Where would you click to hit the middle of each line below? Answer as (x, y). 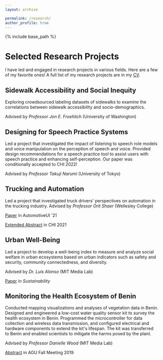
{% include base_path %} (31, 36)
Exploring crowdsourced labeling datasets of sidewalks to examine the (76, 102)
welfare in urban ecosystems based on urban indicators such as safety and (81, 257)
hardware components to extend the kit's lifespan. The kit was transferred (79, 328)
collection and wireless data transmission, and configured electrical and (77, 324)
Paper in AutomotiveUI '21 (31, 215)
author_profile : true (27, 23)
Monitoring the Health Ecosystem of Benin (71, 296)
